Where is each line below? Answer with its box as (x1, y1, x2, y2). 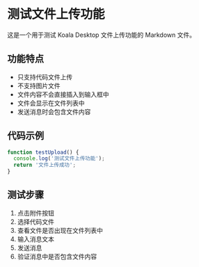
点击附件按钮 (17, 209, 54, 217)
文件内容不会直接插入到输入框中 (17, 90, 109, 98)
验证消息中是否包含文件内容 (17, 252, 97, 261)
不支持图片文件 (17, 81, 61, 90)
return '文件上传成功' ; (13, 161, 77, 169)
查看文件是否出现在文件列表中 (17, 226, 103, 234)
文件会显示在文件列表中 (17, 99, 85, 107)
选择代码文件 (17, 217, 54, 226)
